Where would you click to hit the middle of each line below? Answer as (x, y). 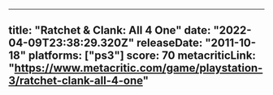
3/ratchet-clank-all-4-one (76, 81)
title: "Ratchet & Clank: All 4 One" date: (110, 30)
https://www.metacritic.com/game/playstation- (139, 68)
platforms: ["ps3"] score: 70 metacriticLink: (142, 56)
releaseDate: (170, 43)
